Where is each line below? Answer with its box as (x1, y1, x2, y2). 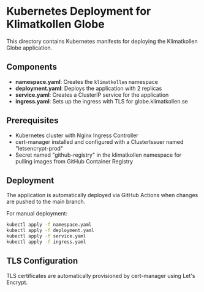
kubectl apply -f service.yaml (6, 233, 86, 239)
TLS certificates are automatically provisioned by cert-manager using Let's (6, 272, 195, 279)
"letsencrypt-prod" (15, 144, 63, 152)
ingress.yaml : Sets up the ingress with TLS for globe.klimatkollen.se (15, 97, 188, 105)
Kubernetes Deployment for (6, 4, 151, 18)
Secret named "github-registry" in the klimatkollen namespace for (15, 151, 182, 159)
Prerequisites (6, 115, 59, 126)
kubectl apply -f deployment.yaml (6, 228, 95, 234)
